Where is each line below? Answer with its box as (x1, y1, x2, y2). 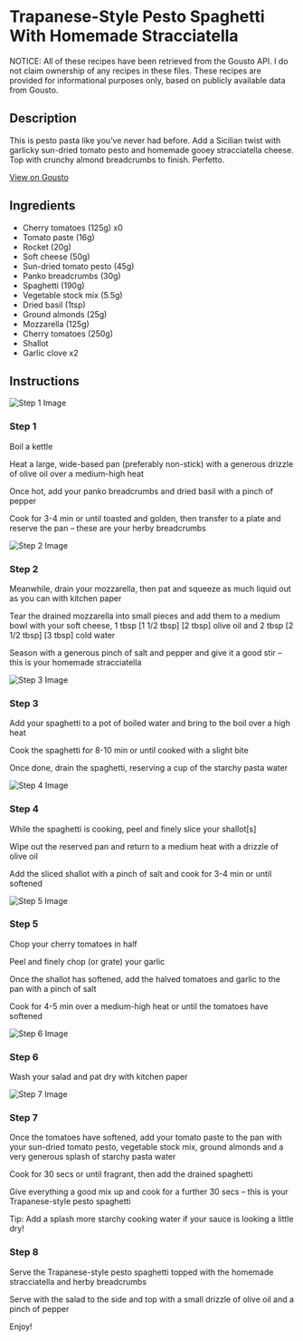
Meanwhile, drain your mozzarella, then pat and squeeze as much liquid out (9, 583, 291, 594)
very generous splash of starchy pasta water (9, 1152, 176, 1162)
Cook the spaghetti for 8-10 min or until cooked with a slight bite (9, 745, 249, 756)
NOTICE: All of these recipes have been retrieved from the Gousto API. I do (9, 55, 289, 66)
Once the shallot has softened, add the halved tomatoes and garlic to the (9, 973, 280, 985)
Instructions (9, 374, 80, 389)
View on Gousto (9, 171, 70, 182)
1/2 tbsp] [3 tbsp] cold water (9, 629, 116, 640)
